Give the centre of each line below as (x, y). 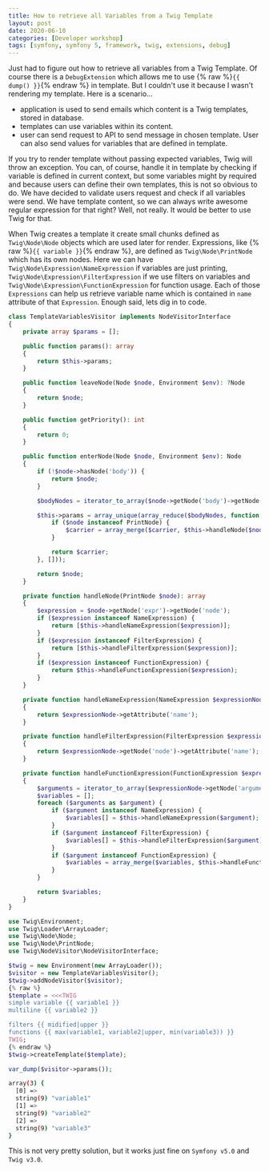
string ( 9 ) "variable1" (53, 1098)
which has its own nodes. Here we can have (81, 260)
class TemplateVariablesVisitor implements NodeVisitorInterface (119, 317)
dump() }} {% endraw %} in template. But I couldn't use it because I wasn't (131, 86)
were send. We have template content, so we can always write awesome (128, 202)
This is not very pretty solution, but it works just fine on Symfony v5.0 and (129, 1151)
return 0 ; (53, 435)
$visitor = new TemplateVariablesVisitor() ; (84, 973)
